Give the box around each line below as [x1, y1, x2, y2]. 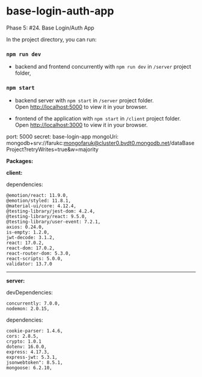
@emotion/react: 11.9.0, [6, 192, 69, 198]
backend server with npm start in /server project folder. [14, 96, 155, 104]
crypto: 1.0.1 [6, 338, 42, 344]
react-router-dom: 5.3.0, [6, 250, 71, 257]
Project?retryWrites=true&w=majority [6, 146, 99, 153]
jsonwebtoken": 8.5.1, [6, 360, 63, 366]
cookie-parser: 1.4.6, [6, 328, 63, 334]
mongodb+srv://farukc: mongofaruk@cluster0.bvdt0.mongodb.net [6, 139, 170, 146]
